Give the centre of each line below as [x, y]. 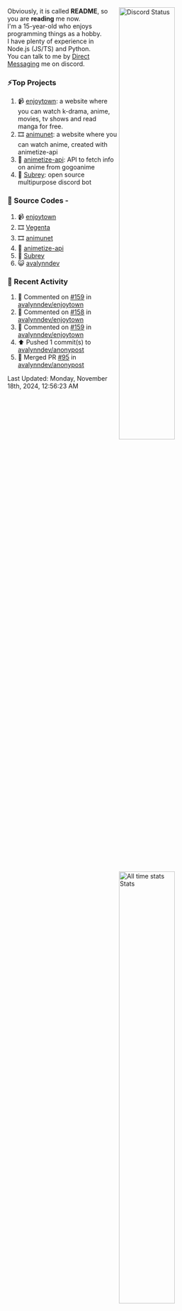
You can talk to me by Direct [49, 56]
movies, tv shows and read [57, 119]
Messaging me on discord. [46, 64]
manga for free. [40, 126]
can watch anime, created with [62, 145]
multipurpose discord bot [55, 182]
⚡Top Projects [32, 82]
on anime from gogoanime [56, 167]
